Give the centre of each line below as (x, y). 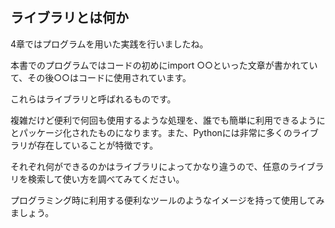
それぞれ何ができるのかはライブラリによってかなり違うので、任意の (150, 166)
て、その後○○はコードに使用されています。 (101, 77)
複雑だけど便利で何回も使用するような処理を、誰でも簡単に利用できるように (168, 120)
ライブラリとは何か (69, 18)
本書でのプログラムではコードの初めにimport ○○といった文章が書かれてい (164, 65)
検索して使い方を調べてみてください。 (106, 179)
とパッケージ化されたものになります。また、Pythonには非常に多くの (151, 132)
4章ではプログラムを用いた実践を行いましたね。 (109, 44)
